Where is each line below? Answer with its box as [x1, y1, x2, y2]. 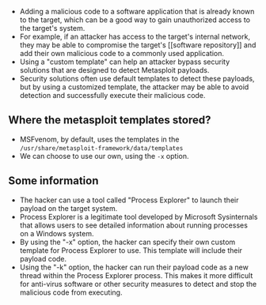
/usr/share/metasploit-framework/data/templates [19, 144, 184, 152]
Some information [8, 174, 99, 188]
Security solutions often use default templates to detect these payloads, [19, 74, 255, 83]
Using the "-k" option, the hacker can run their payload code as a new [19, 262, 249, 272]
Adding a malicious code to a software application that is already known [19, 7, 255, 16]
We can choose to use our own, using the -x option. [19, 151, 189, 160]
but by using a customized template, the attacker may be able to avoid [19, 82, 249, 92]
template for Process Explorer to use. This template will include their [19, 245, 243, 255]
